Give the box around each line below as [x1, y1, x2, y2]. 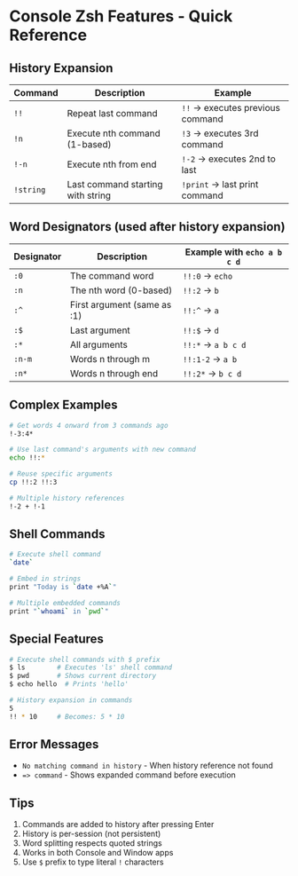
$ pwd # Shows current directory [9, 672, 157, 681]
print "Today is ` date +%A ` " [9, 583, 117, 592]
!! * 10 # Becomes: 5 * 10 [9, 712, 125, 721]
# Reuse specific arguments [9, 470, 114, 478]
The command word [69, 269, 154, 281]
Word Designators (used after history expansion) [9, 219, 286, 234]
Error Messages [9, 737, 99, 752]
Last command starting [67, 178, 163, 190]
